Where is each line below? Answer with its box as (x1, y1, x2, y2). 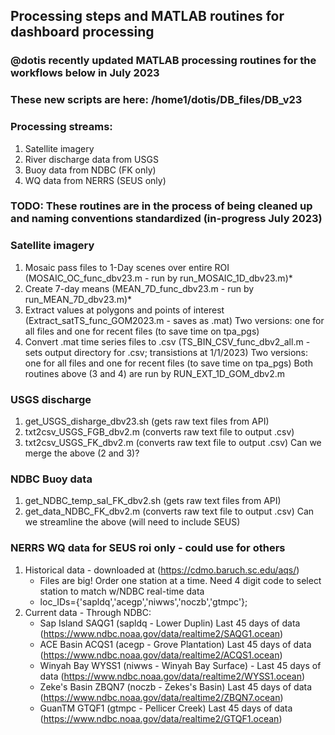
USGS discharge (10, 392, 92, 406)
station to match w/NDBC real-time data (39, 585, 205, 597)
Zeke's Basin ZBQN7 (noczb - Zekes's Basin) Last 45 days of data (39, 680, 313, 693)
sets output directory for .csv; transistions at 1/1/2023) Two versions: (24, 346, 309, 358)
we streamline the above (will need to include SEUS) (24, 516, 241, 528)
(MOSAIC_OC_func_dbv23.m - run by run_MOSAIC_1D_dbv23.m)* (24, 272, 293, 284)
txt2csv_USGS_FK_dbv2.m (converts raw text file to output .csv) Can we (24, 437, 322, 449)
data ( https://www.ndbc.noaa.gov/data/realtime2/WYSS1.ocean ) (39, 670, 306, 682)
